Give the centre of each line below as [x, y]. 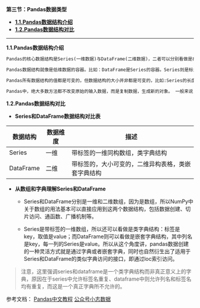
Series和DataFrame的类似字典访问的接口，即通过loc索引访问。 [101, 259]
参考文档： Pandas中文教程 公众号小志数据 [59, 299]
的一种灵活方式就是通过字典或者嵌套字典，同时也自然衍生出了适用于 [107, 251]
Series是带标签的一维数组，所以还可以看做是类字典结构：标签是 [102, 229]
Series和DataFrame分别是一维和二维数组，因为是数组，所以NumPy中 [108, 201]
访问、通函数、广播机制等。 [63, 216]
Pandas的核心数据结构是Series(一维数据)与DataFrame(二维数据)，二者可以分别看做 [97, 59]
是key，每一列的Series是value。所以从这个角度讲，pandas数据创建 [106, 244]
